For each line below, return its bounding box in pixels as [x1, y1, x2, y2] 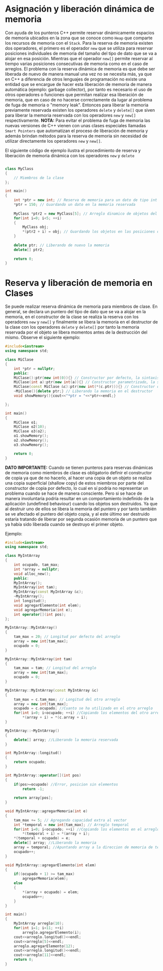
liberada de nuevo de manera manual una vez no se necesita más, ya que [5, 71, 152, 77]
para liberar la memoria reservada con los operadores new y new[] [5, 112, 136, 118]
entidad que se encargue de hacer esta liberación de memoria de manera [5, 81, 152, 87]
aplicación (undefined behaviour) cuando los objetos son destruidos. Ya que [5, 501, 158, 506]
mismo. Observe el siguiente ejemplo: [5, 335, 81, 340]
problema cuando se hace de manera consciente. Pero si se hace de [5, 490, 142, 496]
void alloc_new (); [14, 571, 51, 576]
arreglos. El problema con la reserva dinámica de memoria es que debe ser [5, 66, 155, 71]
